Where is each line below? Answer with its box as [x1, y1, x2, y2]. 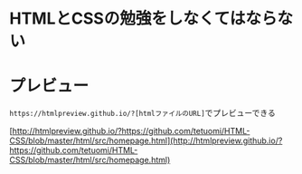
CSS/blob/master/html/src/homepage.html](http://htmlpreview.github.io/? [9, 135, 283, 146]
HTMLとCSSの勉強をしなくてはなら [9, 8, 278, 29]
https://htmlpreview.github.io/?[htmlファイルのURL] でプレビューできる [9, 108, 276, 119]
